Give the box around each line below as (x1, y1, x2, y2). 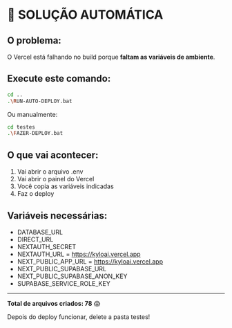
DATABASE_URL (17, 228, 64, 236)
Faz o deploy (17, 190, 55, 198)
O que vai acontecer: (7, 149, 99, 161)
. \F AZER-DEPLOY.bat (7, 130, 64, 137)
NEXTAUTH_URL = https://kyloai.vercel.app (17, 250, 141, 258)
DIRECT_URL (17, 235, 54, 244)
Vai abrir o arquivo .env (17, 167, 84, 176)
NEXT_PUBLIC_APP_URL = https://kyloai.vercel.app (17, 257, 164, 266)
